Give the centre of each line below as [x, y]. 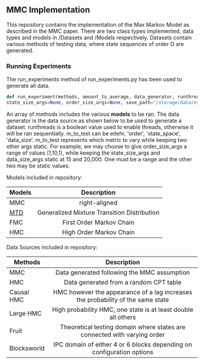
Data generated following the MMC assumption [123, 272]
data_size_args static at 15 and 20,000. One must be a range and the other [99, 159]
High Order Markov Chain [98, 232]
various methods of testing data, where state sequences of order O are [95, 44]
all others [123, 317]
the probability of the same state [123, 300]
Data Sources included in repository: [52, 247]
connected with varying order [123, 334]
